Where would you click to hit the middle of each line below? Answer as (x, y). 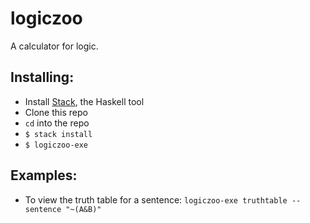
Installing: (42, 77)
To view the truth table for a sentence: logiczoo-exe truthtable (156, 199)
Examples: (44, 175)
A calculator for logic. (54, 46)
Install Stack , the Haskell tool (84, 101)
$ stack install (58, 134)
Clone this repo (56, 112)
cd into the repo (57, 123)
